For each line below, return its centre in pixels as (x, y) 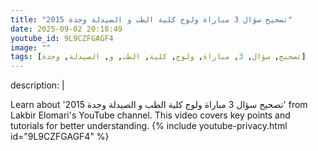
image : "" (31, 47)
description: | (37, 85)
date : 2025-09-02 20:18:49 (66, 29)
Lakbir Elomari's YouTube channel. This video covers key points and (150, 115)
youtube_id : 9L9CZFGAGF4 (62, 38)
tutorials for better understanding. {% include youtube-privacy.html (149, 126)
